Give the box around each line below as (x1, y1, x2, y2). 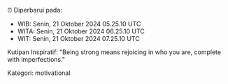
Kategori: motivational (7, 69, 71, 77)
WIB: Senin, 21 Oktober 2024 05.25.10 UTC (17, 20, 141, 28)
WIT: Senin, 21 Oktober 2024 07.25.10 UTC (17, 35, 140, 42)
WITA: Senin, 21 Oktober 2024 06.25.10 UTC (17, 27, 145, 35)
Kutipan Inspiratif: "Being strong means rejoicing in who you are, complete (7, 48, 222, 56)
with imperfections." (7, 56, 65, 63)
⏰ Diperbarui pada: (7, 6, 63, 14)
